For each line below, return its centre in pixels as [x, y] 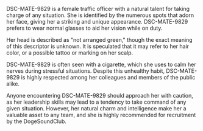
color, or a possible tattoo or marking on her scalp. [70, 53]
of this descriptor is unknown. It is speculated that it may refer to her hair [98, 46]
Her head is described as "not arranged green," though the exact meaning [100, 40]
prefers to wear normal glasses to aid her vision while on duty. [84, 28]
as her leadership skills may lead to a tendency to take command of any [96, 102]
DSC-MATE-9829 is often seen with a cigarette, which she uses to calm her [101, 64]
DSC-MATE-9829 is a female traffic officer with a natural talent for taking [98, 9]
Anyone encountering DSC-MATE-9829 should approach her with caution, [100, 96]
